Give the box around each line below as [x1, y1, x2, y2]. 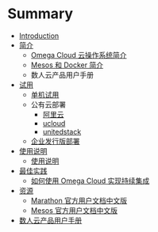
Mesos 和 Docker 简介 [30, 60, 104, 70]
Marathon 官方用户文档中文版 [30, 196, 128, 205]
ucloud [42, 118, 66, 127]
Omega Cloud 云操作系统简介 [30, 50, 127, 59]
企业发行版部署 [30, 136, 80, 146]
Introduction [18, 31, 60, 40]
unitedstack [42, 127, 82, 136]
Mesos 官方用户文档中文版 [30, 205, 118, 215]
